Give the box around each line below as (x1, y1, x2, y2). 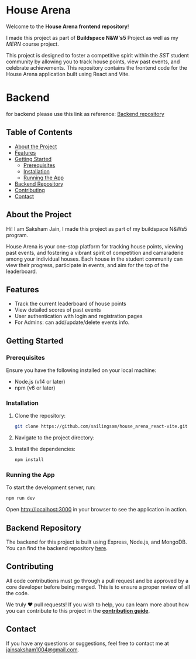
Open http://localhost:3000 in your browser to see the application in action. (6, 506, 188, 513)
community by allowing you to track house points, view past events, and (6, 58, 180, 65)
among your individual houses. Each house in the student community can (6, 255, 183, 262)
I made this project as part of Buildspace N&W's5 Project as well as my (6, 34, 178, 41)
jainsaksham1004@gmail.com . (6, 646, 80, 653)
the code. (6, 589, 29, 596)
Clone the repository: (14, 412, 66, 419)
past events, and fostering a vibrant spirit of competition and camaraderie (6, 249, 184, 256)
